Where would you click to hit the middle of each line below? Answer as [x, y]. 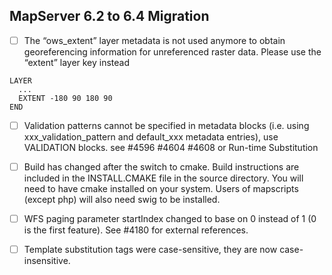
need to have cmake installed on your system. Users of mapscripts [161, 188]
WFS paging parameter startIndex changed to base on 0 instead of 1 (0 [170, 218]
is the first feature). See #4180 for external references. [136, 230]
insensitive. [47, 261]
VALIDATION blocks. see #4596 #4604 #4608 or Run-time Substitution [171, 147]
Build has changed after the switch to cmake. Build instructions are [161, 166]
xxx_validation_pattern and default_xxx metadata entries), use [151, 136]
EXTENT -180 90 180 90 [65, 98]
